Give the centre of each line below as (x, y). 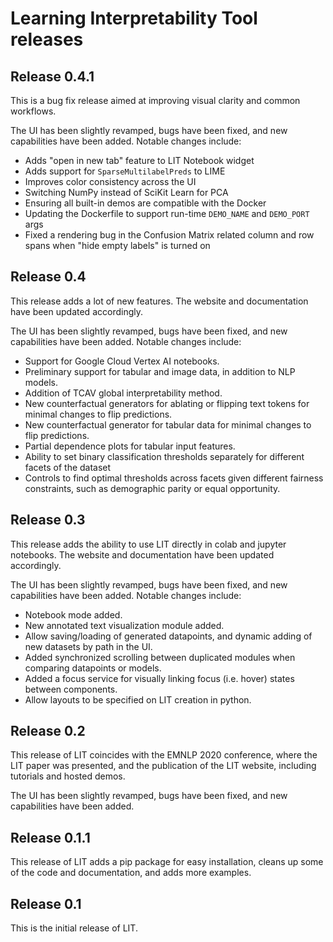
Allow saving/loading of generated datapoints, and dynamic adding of (168, 636)
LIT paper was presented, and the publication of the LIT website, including (163, 766)
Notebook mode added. (73, 614)
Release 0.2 (48, 731)
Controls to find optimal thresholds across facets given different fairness (174, 478)
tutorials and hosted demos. (68, 776)
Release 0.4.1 (52, 76)
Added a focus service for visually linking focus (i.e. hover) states (159, 678)
